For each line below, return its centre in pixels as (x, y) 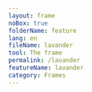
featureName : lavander (46, 68)
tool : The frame (35, 53)
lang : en (23, 38)
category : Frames (37, 75)
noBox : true (28, 23)
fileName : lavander (41, 46)
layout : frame (32, 16)
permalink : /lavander (44, 61)
